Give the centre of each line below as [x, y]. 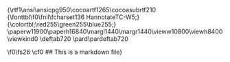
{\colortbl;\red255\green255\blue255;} [62, 24]
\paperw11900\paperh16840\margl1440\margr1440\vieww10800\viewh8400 [115, 31]
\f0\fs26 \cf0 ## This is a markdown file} [65, 52]
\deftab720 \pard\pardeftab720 [84, 39]
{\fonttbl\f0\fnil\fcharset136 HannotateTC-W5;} [73, 17]
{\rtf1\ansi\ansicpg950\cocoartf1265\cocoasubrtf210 [82, 10]
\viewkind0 [23, 39]
